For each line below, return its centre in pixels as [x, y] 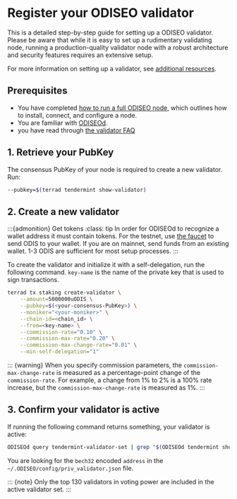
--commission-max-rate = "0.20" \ [67, 339]
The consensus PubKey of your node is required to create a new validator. [115, 169]
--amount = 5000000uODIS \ [56, 300]
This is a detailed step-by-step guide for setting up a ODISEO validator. [110, 32]
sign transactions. [33, 280]
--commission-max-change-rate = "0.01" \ [79, 345]
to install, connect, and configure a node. [77, 115]
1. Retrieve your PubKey [61, 153]
